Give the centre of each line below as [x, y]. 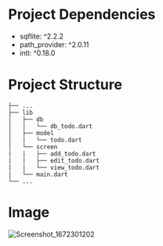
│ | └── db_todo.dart [50, 126]
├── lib [21, 112]
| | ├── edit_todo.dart [54, 160]
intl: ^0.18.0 [37, 53]
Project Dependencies [82, 15]
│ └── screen [33, 147]
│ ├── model [31, 133]
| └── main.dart [38, 174]
